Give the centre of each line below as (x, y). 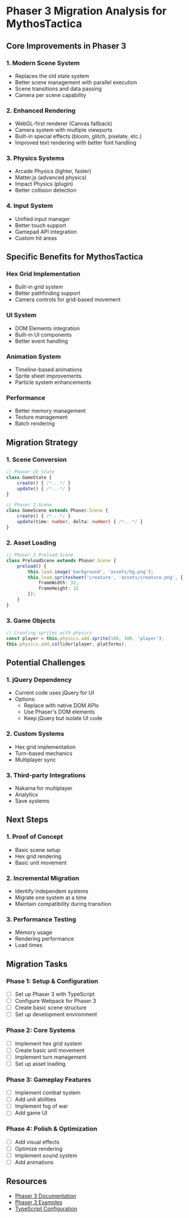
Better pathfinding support (48, 293)
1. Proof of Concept (35, 837)
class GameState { (29, 477)
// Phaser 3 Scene (29, 505)
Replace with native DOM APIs (61, 706)
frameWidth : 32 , (58, 583)
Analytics (26, 794)
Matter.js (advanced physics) (51, 177)
